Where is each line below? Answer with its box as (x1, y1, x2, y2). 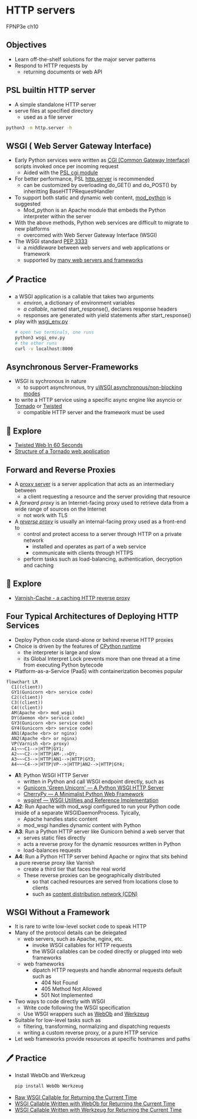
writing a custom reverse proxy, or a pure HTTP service (23, 1029, 158, 1036)
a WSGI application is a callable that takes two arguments (14, 293, 154, 300)
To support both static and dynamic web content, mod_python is (14, 194, 172, 201)
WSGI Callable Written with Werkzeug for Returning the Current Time (14, 1107, 182, 1114)
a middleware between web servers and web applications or (23, 244, 170, 251)
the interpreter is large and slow (23, 648, 101, 656)
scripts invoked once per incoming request (14, 163, 119, 170)
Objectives (6, 40, 47, 50)
